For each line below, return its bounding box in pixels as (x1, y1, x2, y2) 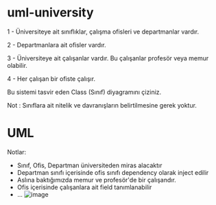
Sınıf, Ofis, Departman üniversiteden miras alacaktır (16, 161, 163, 169)
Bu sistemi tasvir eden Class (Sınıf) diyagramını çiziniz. (7, 88, 162, 96)
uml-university (7, 5, 94, 21)
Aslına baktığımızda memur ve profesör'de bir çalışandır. (16, 176, 176, 184)
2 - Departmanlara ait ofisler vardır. (7, 40, 106, 49)
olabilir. (7, 61, 27, 69)
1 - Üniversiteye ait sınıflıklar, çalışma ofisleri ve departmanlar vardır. (7, 27, 200, 36)
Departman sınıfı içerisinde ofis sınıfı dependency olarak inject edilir (16, 168, 209, 176)
